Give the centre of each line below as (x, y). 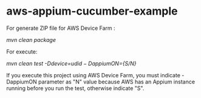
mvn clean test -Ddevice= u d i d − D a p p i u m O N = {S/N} (71, 63)
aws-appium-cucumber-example (92, 11)
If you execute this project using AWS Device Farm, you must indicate (94, 75)
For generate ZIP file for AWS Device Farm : (61, 28)
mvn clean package (31, 40)
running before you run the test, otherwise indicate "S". (75, 88)
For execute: (22, 51)
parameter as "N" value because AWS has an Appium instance (117, 82)
